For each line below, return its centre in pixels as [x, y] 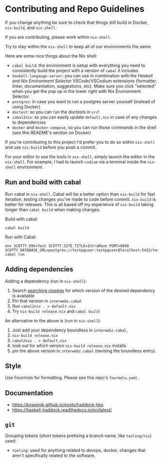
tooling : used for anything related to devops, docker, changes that [79, 450]
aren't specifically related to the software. [54, 455]
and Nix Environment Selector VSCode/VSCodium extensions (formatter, [84, 81]
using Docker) [26, 107]
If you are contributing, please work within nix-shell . [58, 37]
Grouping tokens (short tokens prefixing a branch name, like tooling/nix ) [78, 436]
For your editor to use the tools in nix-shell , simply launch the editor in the [80, 156]
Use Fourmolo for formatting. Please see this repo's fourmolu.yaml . [72, 378]
